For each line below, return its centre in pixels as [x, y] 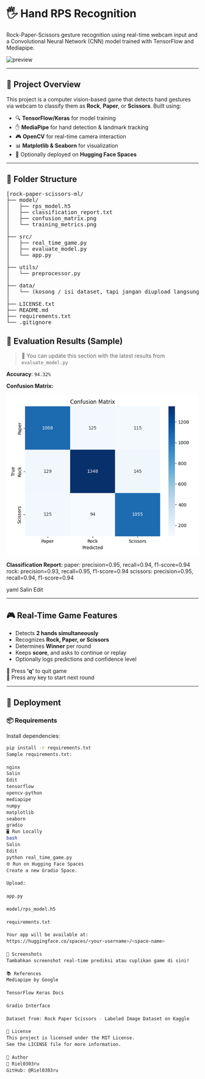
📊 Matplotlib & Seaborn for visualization [67, 145]
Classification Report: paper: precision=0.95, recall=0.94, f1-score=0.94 [98, 565]
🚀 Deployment [34, 702]
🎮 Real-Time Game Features [62, 615]
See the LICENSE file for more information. [64, 1045]
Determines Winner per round [53, 646]
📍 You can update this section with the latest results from [93, 356]
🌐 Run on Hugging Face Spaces [45, 864]
